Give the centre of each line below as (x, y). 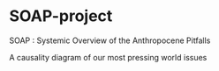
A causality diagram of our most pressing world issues (108, 57)
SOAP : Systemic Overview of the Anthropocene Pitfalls (110, 40)
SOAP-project (61, 16)
